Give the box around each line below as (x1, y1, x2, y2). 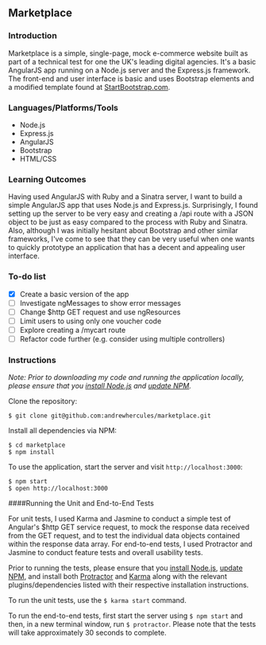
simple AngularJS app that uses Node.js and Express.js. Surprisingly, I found (8, 201, 258, 210)
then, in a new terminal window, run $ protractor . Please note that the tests (8, 620, 256, 629)
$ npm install (8, 448, 56, 456)
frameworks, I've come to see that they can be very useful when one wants (8, 234, 256, 244)
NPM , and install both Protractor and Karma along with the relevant (8, 572, 228, 581)
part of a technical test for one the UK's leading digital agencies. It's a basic (8, 57, 256, 66)
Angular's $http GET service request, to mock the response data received (8, 522, 250, 532)
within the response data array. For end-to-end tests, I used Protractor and (8, 539, 253, 549)
